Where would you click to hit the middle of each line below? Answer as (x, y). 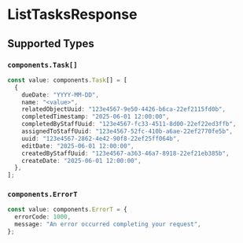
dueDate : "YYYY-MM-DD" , (61, 95)
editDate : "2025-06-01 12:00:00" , (78, 146)
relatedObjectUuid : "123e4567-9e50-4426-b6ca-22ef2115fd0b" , (123, 109)
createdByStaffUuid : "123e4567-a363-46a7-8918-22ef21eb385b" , (125, 153)
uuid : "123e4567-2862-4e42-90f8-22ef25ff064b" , (101, 138)
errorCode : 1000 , (43, 217)
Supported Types (51, 44)
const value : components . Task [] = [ (67, 80)
